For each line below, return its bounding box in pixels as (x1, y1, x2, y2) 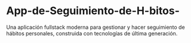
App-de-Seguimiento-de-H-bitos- (6, 4, 180, 18)
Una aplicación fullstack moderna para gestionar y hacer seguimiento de (6, 24, 185, 31)
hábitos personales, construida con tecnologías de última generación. (6, 29, 178, 37)
